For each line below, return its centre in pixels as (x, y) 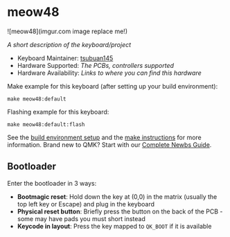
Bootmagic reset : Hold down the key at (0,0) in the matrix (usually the (117, 196)
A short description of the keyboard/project (69, 44)
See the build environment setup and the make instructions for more (105, 137)
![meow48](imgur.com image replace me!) (68, 31)
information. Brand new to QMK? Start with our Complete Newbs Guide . (109, 144)
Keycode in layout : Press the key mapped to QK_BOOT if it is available (114, 226)
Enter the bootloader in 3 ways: (52, 183)
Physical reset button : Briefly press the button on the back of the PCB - (120, 211)
